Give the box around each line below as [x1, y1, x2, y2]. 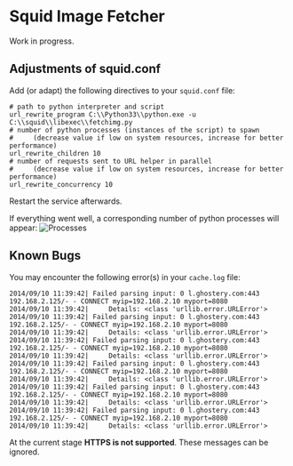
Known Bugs [9, 248, 82, 263]
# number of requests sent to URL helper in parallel [9, 157, 213, 165]
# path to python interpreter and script [9, 102, 165, 111]
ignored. [9, 446, 40, 457]
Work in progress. [9, 36, 75, 46]
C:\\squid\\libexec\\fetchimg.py [9, 117, 133, 126]
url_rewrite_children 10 [9, 149, 101, 157]
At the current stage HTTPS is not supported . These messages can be [9, 437, 269, 447]
